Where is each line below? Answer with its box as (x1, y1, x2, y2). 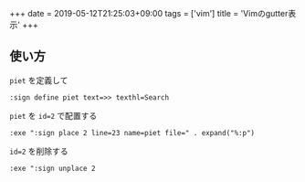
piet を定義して (9, 74, 68, 85)
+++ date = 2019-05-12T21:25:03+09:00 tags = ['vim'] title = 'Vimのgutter (9, 8, 289, 18)
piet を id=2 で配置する (9, 110, 98, 121)
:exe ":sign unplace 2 (9, 164, 96, 173)
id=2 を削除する (9, 145, 68, 156)
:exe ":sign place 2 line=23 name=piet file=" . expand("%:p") (9, 128, 256, 137)
